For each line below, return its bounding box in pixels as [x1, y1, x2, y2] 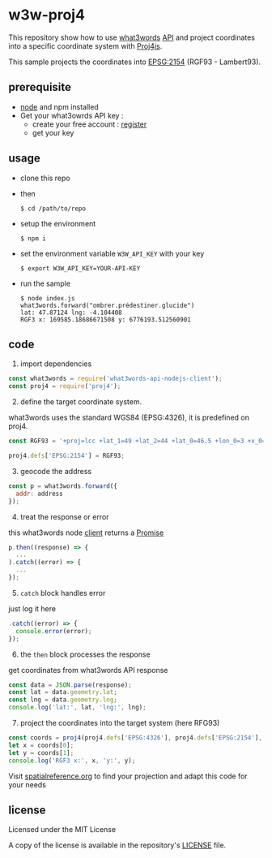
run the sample [19, 278, 71, 288]
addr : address [15, 489, 63, 498]
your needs [8, 779, 47, 789]
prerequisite [8, 80, 71, 94]
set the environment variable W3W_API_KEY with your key [19, 248, 205, 258]
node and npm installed [19, 101, 99, 111]
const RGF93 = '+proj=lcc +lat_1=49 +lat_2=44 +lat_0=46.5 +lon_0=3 [8, 437, 244, 446]
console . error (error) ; [15, 627, 92, 635]
